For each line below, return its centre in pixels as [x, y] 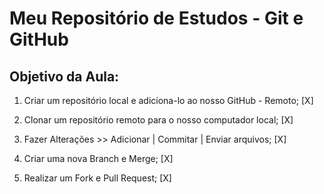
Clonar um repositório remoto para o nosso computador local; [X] [158, 120]
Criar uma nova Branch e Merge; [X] [98, 158]
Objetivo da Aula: [64, 76]
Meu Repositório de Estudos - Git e [156, 18]
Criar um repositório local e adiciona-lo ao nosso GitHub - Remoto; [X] [168, 100]
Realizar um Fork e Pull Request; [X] [97, 178]
